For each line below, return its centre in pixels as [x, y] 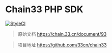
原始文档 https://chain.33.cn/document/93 [62, 34]
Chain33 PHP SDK [44, 9]
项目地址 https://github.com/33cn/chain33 [62, 45]
